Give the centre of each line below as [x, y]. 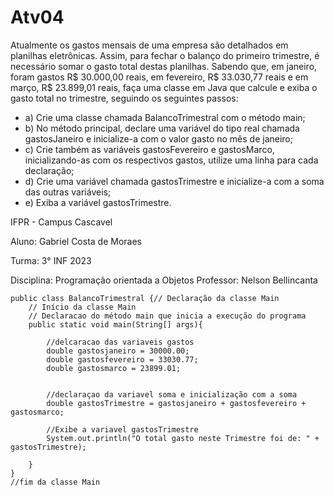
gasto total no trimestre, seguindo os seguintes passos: [124, 98]
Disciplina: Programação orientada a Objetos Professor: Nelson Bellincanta [164, 280]
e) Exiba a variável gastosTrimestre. [98, 202]
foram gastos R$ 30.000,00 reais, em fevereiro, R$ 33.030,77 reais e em [159, 77]
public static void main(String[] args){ [115, 324]
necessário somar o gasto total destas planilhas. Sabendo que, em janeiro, [164, 66]
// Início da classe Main [82, 307]
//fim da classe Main [55, 482]
